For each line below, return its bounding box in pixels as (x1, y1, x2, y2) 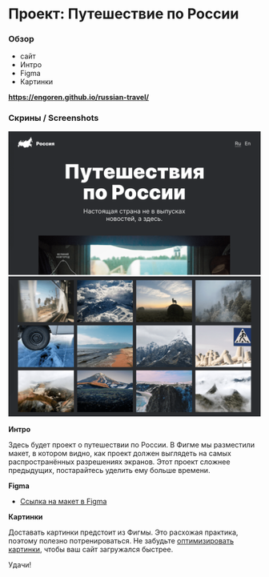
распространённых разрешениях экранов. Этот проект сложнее (8, 457, 231, 467)
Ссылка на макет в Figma (19, 497, 107, 507)
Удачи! (8, 560, 32, 570)
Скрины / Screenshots (8, 113, 99, 124)
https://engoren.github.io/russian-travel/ (8, 93, 150, 102)
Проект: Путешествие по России (8, 5, 239, 23)
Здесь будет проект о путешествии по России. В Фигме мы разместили (8, 440, 255, 450)
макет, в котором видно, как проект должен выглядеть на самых (8, 449, 232, 459)
